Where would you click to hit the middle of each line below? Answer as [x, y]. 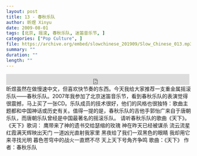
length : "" [19, 60]
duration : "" [22, 55]
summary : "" [21, 50]
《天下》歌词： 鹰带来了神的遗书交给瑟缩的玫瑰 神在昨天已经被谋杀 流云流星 [98, 125]
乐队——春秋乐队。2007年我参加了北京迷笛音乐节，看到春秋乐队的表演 [92, 96]
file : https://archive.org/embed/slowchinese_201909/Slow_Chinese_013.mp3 [99, 44]
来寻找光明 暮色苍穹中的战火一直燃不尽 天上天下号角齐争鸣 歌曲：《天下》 [94, 140]
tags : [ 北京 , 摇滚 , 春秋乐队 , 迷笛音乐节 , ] [56, 33]
